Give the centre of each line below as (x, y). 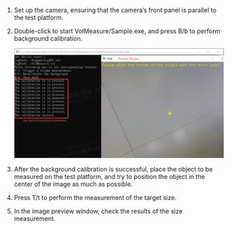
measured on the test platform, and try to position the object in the (109, 176)
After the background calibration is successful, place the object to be (113, 169)
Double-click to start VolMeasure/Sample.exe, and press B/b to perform (117, 31)
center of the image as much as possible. (73, 184)
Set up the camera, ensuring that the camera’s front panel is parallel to (115, 10)
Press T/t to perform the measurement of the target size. (95, 197)
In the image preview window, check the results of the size (98, 211)
